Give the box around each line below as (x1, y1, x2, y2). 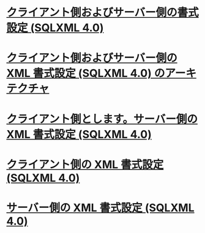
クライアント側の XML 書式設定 (6, 157, 164, 171)
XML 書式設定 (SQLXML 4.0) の (6, 67, 165, 80)
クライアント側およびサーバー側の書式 (6, 6, 199, 20)
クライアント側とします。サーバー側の (6, 112, 198, 126)
